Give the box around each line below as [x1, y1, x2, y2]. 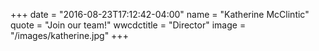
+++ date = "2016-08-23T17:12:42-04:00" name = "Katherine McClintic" [10, 9, 310, 20]
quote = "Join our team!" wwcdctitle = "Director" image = [10, 19, 247, 31]
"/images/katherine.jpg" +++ [10, 30, 129, 41]
